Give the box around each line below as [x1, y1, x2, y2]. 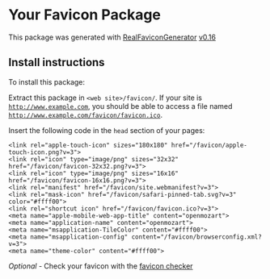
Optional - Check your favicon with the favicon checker [8, 260, 193, 271]
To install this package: [8, 77, 86, 86]
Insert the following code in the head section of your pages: [8, 125, 205, 135]
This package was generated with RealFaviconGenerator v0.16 [8, 32, 217, 42]
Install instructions [8, 56, 105, 69]
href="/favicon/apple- [171, 141, 248, 149]
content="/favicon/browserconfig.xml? [131, 232, 263, 241]
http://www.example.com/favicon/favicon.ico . [8, 110, 163, 119]
